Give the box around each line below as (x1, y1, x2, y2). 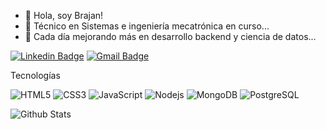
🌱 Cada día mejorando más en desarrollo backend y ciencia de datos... (24, 31, 317, 42)
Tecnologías (10, 70, 61, 81)
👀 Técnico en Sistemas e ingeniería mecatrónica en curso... (24, 20, 270, 32)
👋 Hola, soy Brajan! (24, 10, 104, 21)
